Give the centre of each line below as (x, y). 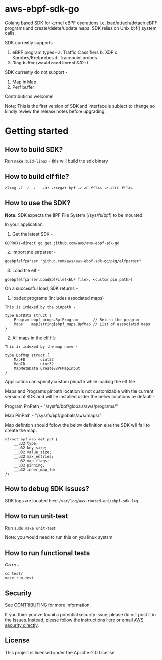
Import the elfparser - (34, 252)
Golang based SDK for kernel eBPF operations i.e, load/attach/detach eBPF (81, 23)
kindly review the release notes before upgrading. (55, 111)
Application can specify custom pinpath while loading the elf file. (71, 381)
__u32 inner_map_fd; (35, 469)
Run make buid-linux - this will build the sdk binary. (57, 161)
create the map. (21, 430)
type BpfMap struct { (27, 355)
